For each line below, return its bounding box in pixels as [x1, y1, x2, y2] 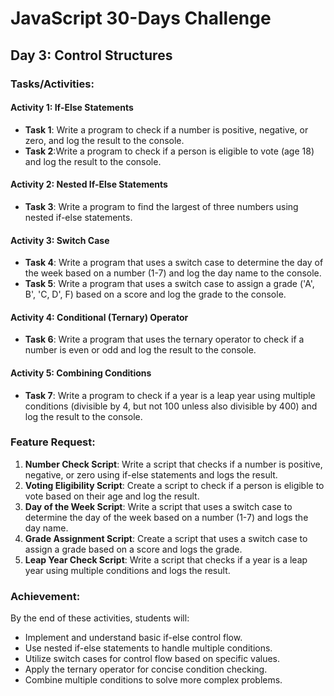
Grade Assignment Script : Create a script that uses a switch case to [24, 532, 308, 544]
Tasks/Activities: [10, 77, 95, 91]
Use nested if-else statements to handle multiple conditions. [24, 642, 273, 654]
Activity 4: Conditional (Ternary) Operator [10, 311, 189, 323]
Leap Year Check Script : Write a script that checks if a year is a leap [24, 553, 308, 566]
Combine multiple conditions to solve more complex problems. [24, 674, 283, 686]
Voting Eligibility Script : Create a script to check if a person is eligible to [24, 479, 325, 491]
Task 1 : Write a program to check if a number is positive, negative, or [24, 123, 309, 136]
